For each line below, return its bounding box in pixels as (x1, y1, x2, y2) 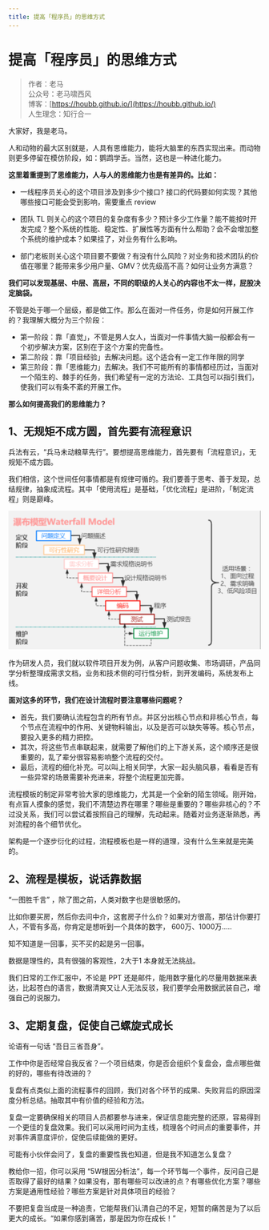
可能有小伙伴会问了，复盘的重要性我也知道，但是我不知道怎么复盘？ (8, 1149, 233, 1160)
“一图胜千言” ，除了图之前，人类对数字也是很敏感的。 (8, 895, 186, 904)
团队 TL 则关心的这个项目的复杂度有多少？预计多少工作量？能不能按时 (19, 214, 251, 223)
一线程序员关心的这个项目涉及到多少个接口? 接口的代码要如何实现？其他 (19, 186, 258, 196)
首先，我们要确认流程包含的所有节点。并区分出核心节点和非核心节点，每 (19, 712, 259, 722)
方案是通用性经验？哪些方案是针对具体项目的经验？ (8, 1187, 177, 1196)
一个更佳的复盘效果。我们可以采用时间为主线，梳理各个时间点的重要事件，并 (8, 1123, 261, 1132)
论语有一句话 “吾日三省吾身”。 (8, 1041, 108, 1052)
